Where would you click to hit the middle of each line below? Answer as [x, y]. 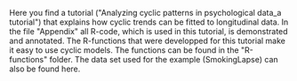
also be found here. [45, 69]
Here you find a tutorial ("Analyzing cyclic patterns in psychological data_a [145, 13]
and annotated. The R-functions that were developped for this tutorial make [148, 40]
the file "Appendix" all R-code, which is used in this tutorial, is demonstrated [148, 31]
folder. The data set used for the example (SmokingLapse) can [164, 59]
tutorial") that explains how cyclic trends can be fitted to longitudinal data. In [149, 22]
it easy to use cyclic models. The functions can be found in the [124, 50]
